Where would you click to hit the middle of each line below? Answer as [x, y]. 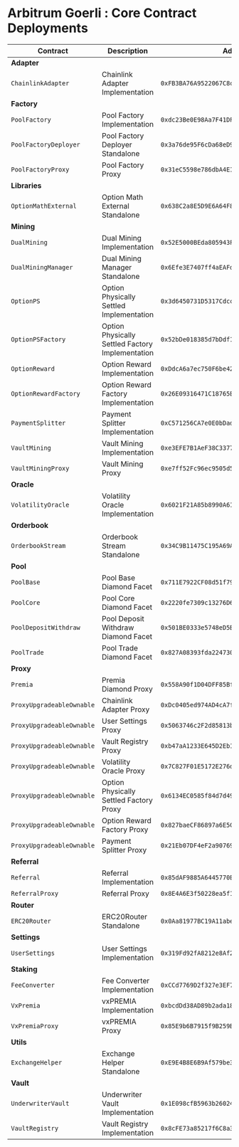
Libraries [26, 185]
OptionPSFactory [38, 339]
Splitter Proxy [124, 850]
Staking [24, 969]
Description [128, 51]
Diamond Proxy [127, 689]
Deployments [48, 28]
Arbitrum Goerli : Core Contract [102, 13]
